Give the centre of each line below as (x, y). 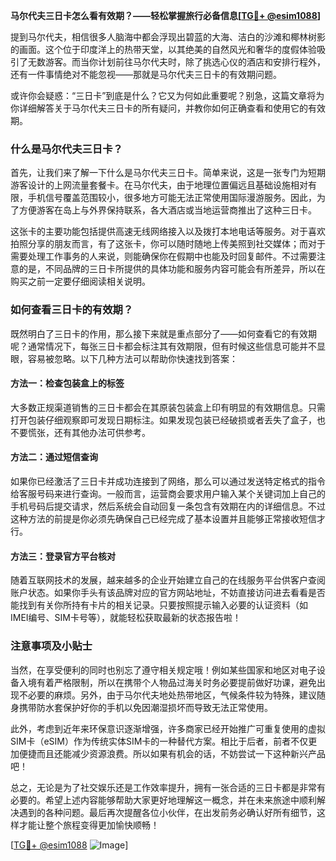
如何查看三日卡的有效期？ (72, 310)
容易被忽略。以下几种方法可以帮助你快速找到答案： (132, 358)
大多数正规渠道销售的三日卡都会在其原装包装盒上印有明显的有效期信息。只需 (168, 407)
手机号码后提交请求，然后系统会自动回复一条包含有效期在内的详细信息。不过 (168, 506)
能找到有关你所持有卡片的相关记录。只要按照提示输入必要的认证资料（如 (159, 605)
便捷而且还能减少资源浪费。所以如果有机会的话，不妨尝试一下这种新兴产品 (172, 753)
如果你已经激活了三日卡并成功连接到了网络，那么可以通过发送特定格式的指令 (168, 481)
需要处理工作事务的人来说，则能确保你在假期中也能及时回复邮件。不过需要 (163, 256)
